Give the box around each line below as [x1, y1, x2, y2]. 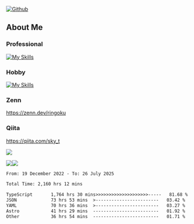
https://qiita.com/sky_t [6, 137, 60, 144]
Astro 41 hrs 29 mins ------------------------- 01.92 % [6, 208, 185, 214]
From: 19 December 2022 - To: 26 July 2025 [6, 171, 115, 177]
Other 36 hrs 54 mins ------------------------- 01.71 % [6, 213, 185, 219]
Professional [6, 40, 43, 48]
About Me [6, 22, 43, 32]
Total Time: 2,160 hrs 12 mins [6, 181, 83, 187]
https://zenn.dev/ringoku [6, 109, 66, 117]
